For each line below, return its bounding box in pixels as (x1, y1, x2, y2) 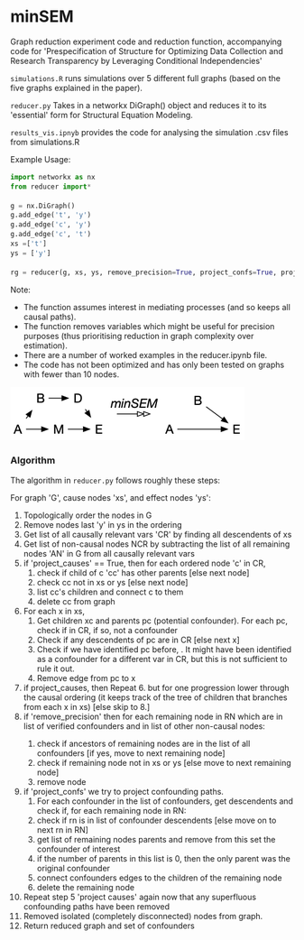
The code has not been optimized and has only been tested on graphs (23, 359, 285, 370)
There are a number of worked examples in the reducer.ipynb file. (23, 349, 268, 360)
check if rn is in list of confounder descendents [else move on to (36, 815, 277, 825)
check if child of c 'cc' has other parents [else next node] (36, 567, 250, 578)
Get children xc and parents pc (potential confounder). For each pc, (36, 615, 288, 626)
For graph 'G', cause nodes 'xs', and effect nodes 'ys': (10, 492, 211, 502)
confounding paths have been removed (23, 900, 170, 912)
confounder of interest (36, 843, 121, 854)
